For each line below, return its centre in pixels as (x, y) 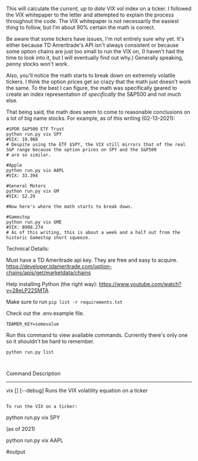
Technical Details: (28, 249)
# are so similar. (29, 155)
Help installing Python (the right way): (52, 284)
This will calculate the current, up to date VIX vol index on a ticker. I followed (99, 9)
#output (16, 452)
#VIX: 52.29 (21, 196)
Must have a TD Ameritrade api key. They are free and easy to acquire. (92, 260)
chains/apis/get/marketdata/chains (49, 272)
